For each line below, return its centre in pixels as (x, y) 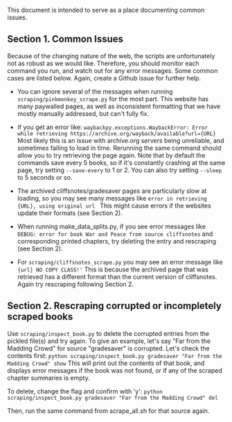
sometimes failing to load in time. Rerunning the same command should (119, 148)
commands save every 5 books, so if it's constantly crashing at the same (121, 162)
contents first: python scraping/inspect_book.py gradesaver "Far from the (115, 355)
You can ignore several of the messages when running (95, 91)
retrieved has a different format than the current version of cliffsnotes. (117, 276)
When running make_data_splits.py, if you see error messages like (111, 226)
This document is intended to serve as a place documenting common (106, 10)
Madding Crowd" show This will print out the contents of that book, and (106, 363)
